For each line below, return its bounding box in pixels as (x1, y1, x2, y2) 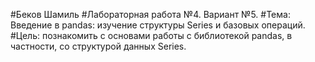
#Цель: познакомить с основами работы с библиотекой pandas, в (10, 30, 293, 41)
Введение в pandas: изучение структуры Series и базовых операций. (10, 19, 306, 31)
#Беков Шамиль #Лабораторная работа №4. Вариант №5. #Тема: (10, 9, 291, 20)
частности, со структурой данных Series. (10, 40, 187, 52)
